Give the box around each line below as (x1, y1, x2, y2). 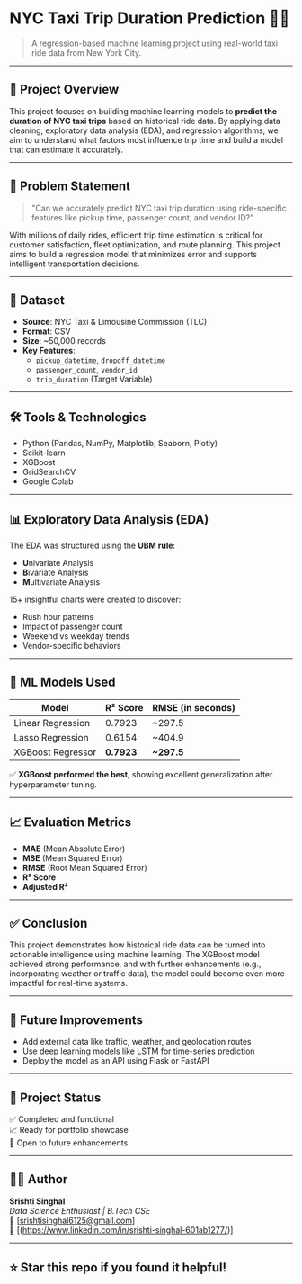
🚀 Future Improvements (9, 1012, 144, 1028)
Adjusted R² (22, 881, 69, 892)
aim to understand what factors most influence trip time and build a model (9, 134, 284, 145)
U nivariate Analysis (22, 558, 94, 568)
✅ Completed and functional (9, 1114, 115, 1125)
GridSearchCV (22, 467, 76, 478)
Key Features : (22, 346, 75, 356)
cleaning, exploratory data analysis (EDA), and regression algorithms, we (9, 125, 279, 136)
